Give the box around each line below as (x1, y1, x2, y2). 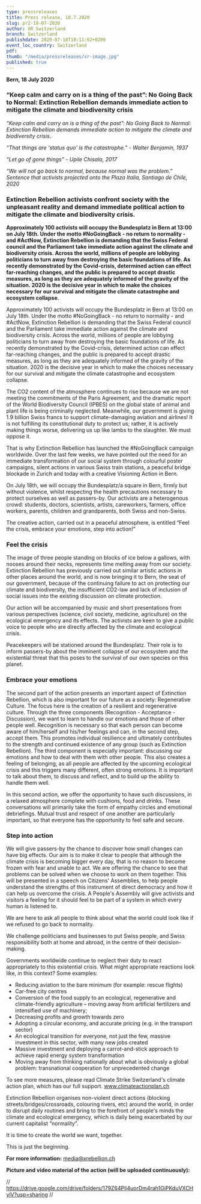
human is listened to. (6, 902, 58, 909)
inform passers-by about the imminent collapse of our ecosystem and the (6, 648, 188, 655)
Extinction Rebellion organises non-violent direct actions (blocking (6, 1094, 170, 1101)
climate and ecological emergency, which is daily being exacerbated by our (6, 1113, 193, 1120)
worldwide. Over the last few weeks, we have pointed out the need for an (6, 451, 187, 458)
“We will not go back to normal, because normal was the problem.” (6, 167, 173, 175)
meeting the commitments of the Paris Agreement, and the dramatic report (6, 395, 191, 402)
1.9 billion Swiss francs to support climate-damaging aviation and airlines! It (6, 414, 193, 421)
